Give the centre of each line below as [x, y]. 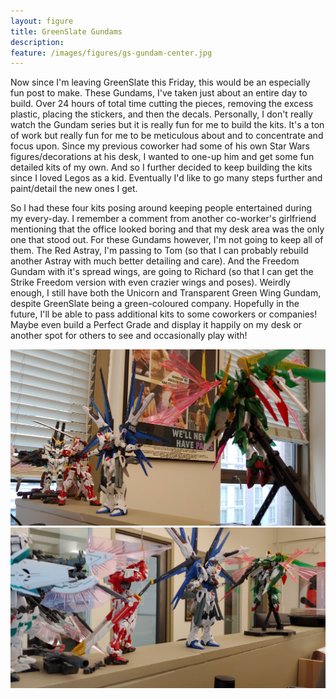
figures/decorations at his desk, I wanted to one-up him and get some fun [162, 157]
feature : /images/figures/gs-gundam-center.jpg [111, 53]
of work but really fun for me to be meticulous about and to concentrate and [167, 136]
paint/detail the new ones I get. [74, 189]
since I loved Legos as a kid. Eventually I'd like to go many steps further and [166, 178]
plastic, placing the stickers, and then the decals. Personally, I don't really [161, 114]
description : [37, 42]
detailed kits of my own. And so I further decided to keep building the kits [161, 167]
